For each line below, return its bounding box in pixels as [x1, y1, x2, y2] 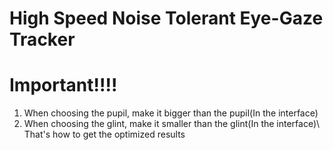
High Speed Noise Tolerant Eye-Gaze [9, 7, 324, 30]
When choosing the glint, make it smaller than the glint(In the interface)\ [23, 118, 321, 130]
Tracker [9, 28, 76, 51]
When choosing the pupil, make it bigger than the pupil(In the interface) [23, 107, 319, 119]
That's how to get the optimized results [23, 128, 186, 141]
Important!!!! [9, 74, 118, 97]
